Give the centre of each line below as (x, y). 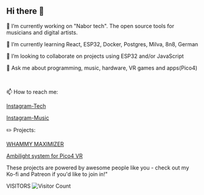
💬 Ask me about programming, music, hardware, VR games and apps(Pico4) (102, 68)
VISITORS (19, 186)
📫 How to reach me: (32, 91)
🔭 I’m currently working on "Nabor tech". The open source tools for (90, 26)
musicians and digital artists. (42, 32)
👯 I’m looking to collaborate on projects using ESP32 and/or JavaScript (95, 56)
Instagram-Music (28, 118)
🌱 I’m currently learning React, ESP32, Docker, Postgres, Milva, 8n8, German (102, 44)
